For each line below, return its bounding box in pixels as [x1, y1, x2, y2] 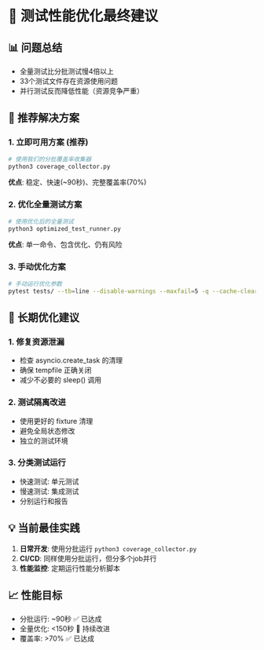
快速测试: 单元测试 [19, 477, 79, 486]
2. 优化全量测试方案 [8, 199, 82, 210]
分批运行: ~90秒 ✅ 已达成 [19, 614, 102, 624]
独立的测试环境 [19, 436, 68, 445]
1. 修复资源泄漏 [8, 336, 65, 347]
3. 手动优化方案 [8, 261, 67, 272]
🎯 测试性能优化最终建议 [8, 7, 159, 25]
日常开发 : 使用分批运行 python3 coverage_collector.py [19, 543, 197, 553]
